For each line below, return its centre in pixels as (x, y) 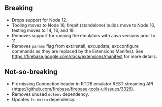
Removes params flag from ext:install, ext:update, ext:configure (75, 46)
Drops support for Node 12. (39, 20)
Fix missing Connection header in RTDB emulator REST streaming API (82, 83)
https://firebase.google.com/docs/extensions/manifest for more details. (84, 56)
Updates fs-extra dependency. (44, 99)
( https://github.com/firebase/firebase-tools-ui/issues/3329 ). (73, 89)
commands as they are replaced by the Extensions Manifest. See (78, 51)
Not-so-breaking (31, 72)
